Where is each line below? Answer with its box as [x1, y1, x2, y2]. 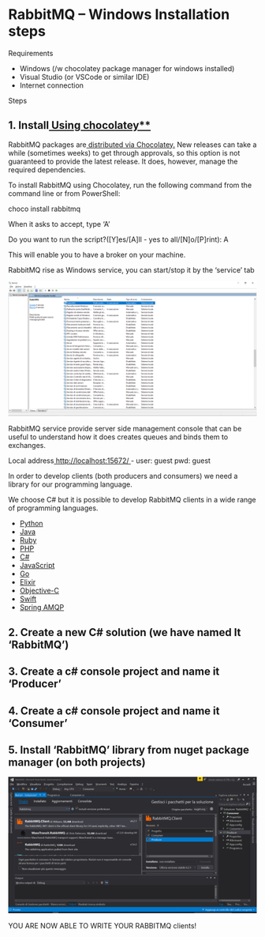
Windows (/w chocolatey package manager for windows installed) [19, 63, 235, 73]
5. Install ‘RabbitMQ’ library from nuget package [8, 743, 250, 756]
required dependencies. [8, 164, 86, 175]
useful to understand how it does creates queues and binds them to [8, 432, 229, 442]
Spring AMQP [19, 603, 65, 612]
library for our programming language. [8, 480, 132, 489]
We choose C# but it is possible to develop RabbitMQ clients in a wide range [8, 495, 256, 505]
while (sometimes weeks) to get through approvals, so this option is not [8, 148, 241, 157]
